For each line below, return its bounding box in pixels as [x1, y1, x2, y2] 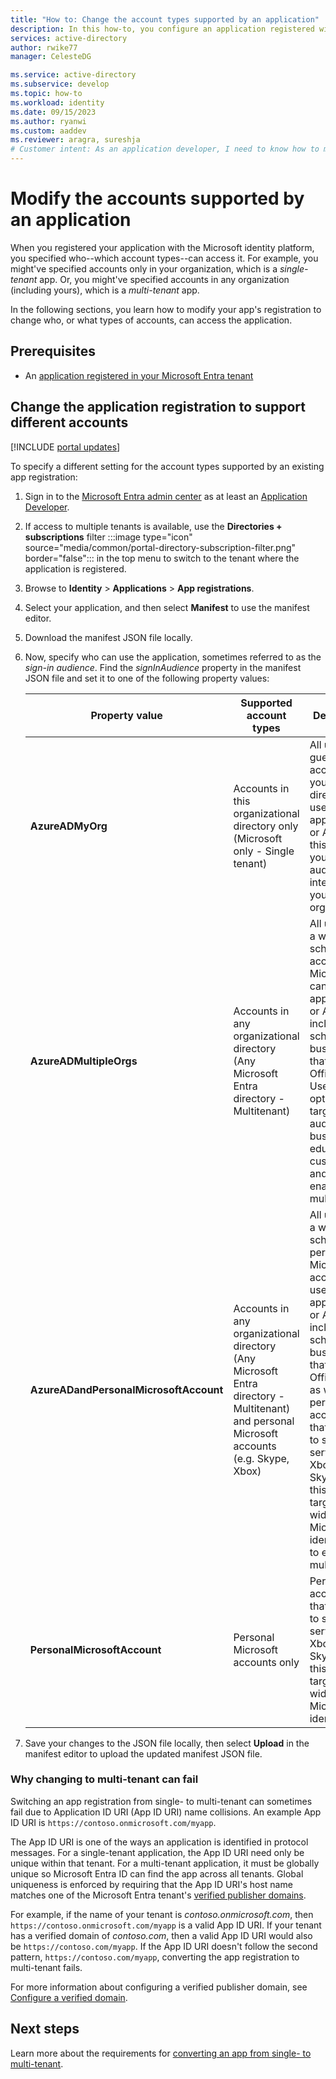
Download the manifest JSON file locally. [24, 631, 193, 643]
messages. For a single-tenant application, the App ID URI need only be [10, 1846, 305, 1858]
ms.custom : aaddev [10, 126, 87, 136]
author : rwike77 [10, 42, 78, 53]
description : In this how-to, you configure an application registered [10, 24, 315, 34]
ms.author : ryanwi [10, 116, 87, 126]
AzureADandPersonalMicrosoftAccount [29, 1382, 224, 1396]
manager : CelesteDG [10, 52, 92, 62]
